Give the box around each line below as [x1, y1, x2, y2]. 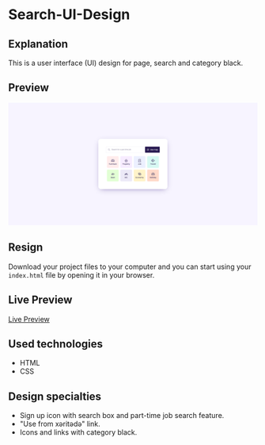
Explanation [8, 37, 69, 51]
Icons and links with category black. [19, 428, 138, 437]
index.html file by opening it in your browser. [8, 270, 155, 279]
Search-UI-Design [8, 6, 131, 24]
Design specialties [8, 389, 101, 403]
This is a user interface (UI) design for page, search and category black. [8, 58, 244, 67]
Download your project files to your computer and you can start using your [8, 262, 252, 271]
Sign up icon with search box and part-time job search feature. [19, 411, 225, 420]
